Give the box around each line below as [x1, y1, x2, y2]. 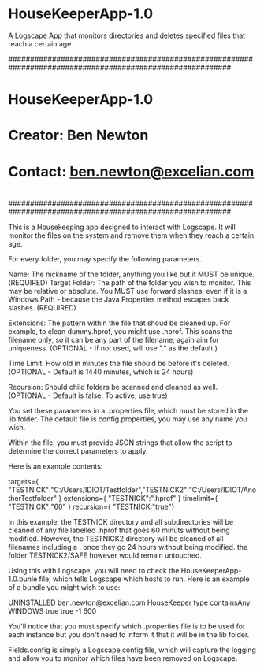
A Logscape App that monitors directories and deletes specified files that [8, 31, 246, 40]
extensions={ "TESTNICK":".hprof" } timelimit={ [63, 493, 218, 502]
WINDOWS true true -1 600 [8, 606, 97, 615]
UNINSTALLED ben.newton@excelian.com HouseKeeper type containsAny [8, 598, 251, 607]
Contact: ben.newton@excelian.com [8, 162, 255, 180]
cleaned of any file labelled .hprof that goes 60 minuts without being [8, 525, 230, 535]
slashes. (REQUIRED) [8, 302, 76, 312]
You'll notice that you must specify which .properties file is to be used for [8, 621, 246, 631]
